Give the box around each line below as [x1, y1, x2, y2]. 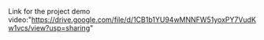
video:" [8, 15, 32, 24]
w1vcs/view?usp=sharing [8, 24, 91, 32]
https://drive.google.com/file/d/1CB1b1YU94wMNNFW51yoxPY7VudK [31, 15, 256, 24]
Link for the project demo [8, 7, 91, 16]
